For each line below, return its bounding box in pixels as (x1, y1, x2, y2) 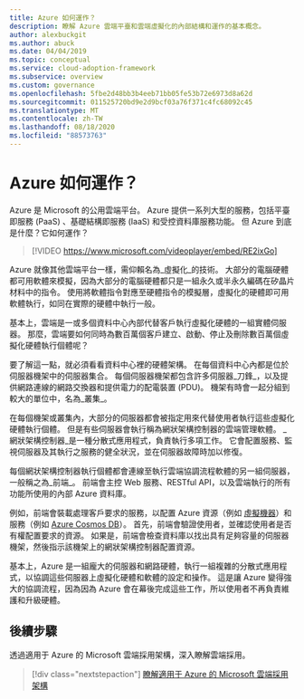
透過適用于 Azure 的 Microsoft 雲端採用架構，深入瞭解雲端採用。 (9, 649, 251, 660)
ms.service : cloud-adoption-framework (9, 64, 156, 73)
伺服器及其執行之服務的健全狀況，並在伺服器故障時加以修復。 (16, 445, 247, 457)
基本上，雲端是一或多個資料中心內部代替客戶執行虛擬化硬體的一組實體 (9, 317, 271, 328)
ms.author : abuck (9, 38, 75, 48)
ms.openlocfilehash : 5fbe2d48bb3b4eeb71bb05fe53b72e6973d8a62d (9, 89, 253, 98)
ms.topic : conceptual (9, 55, 91, 64)
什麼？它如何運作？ (16, 227, 89, 238)
